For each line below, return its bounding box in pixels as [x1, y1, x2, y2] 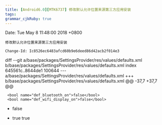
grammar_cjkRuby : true [5, 16, 52, 21]
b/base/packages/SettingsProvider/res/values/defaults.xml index [5, 62, 136, 69]
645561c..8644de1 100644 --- [5, 68, 67, 74]
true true [12, 115, 30, 121]
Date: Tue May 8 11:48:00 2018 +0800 [5, 30, 82, 36]
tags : [5, 12, 16, 17]
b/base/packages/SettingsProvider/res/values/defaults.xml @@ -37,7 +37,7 [5, 78, 158, 84]
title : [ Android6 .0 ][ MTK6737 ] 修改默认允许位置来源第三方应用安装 [5, 7, 131, 12]
